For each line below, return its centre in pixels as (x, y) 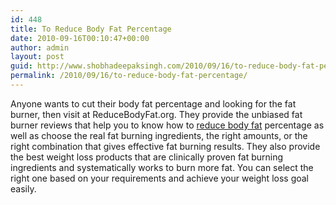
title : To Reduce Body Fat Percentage (91, 29)
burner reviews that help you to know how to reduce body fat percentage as (167, 125)
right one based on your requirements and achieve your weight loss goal (160, 178)
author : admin (40, 47)
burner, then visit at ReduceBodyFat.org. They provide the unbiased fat (156, 114)
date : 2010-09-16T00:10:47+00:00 (80, 38)
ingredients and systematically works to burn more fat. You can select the (162, 167)
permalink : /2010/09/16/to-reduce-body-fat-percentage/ (129, 76)
